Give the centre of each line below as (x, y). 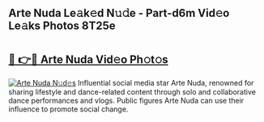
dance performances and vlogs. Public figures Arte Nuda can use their (126, 101)
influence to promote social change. (68, 109)
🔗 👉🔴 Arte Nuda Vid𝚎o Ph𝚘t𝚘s (88, 59)
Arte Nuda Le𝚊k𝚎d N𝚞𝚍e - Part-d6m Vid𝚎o (119, 13)
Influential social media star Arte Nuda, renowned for (166, 83)
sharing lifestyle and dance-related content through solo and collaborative (132, 92)
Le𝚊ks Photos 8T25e (62, 26)
